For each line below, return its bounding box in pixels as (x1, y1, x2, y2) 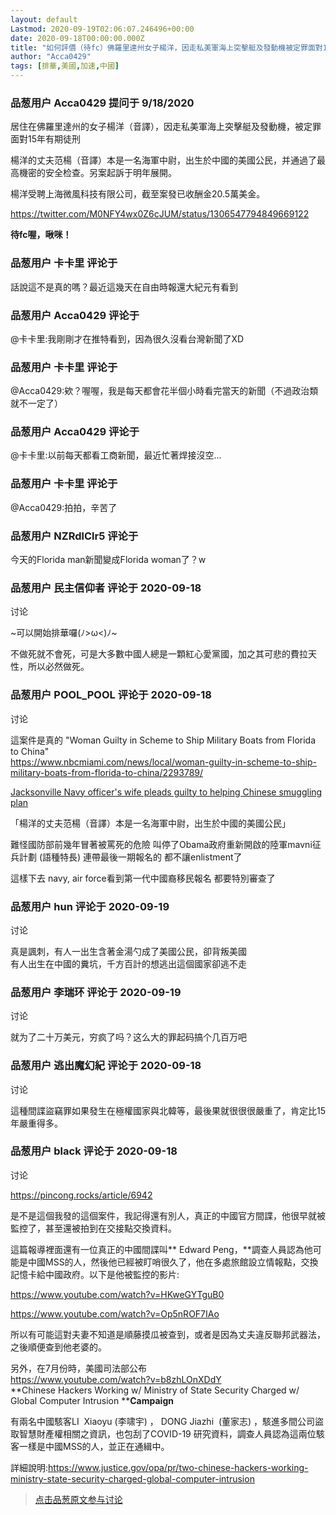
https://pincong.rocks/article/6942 (10, 1189, 153, 1201)
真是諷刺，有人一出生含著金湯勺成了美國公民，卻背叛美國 (10, 945, 247, 957)
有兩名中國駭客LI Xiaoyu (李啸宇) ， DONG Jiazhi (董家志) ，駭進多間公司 (10, 1415, 316, 1427)
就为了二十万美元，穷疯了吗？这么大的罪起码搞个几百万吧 (10, 1031, 247, 1043)
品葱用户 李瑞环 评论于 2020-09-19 (10, 985, 182, 999)
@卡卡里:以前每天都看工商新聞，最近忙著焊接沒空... (10, 449, 222, 461)
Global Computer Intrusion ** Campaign (10, 1394, 174, 1406)
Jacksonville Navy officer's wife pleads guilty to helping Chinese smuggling (10, 786, 323, 798)
